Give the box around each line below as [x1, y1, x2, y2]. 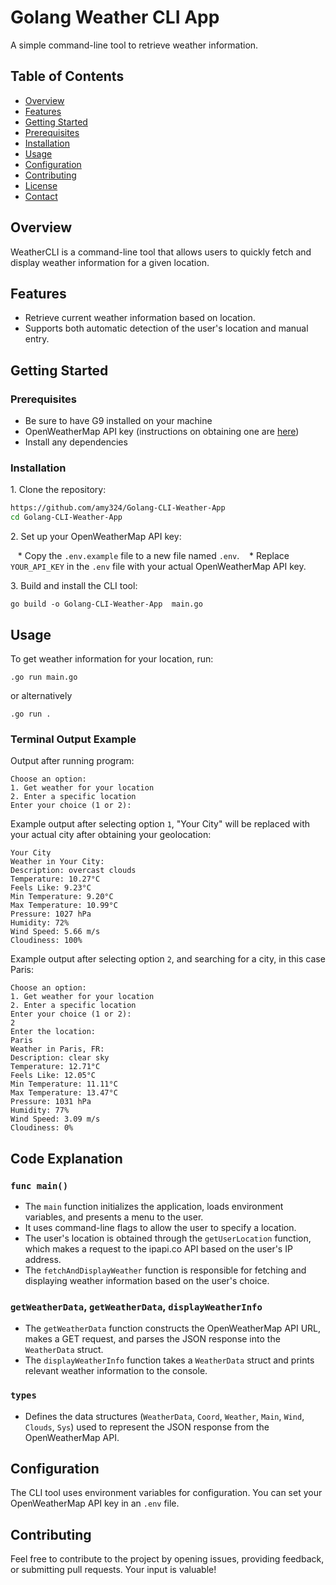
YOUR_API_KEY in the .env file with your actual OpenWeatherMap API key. [10, 561, 307, 573]
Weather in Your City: [10, 857, 105, 867]
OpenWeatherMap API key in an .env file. [10, 1497, 180, 1510]
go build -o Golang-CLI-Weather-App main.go [10, 599, 203, 610]
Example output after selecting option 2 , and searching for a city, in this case [10, 953, 326, 965]
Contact [24, 190, 58, 202]
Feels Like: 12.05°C [10, 1071, 97, 1081]
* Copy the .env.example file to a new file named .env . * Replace [17, 550, 290, 562]
